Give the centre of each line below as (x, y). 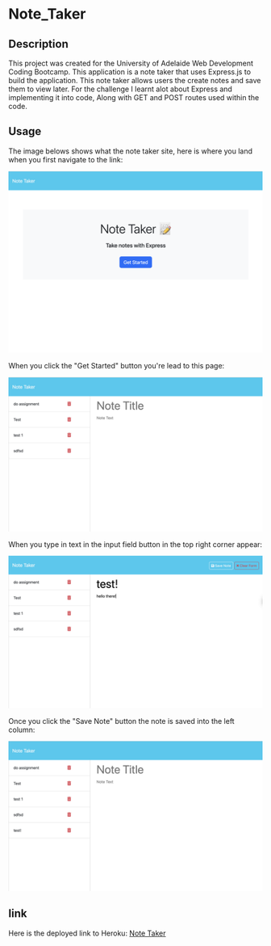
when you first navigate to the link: (66, 159)
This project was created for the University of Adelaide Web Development (131, 63)
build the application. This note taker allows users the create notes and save (135, 80)
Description (38, 44)
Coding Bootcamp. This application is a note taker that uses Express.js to (130, 72)
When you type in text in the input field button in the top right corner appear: (135, 544)
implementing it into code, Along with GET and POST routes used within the (134, 97)
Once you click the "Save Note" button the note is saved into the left (122, 721)
